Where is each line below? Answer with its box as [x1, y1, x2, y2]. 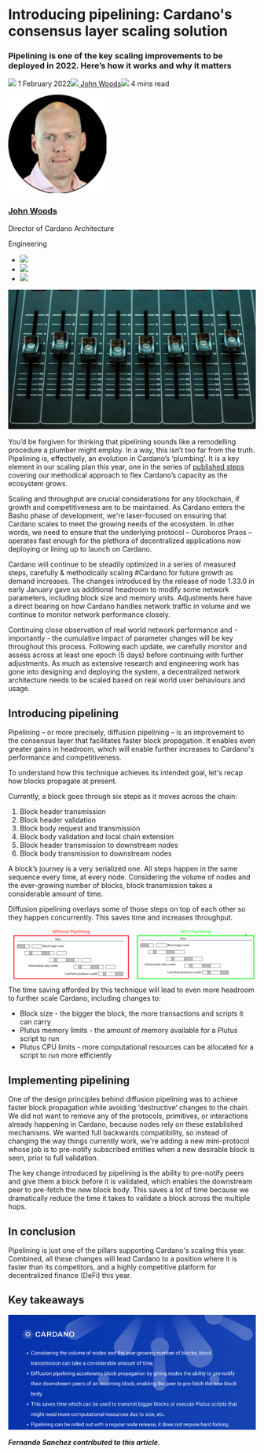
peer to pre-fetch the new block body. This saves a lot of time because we [8, 1185, 249, 1195]
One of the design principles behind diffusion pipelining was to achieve [8, 1094, 238, 1104]
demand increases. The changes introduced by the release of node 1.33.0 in [8, 577, 255, 586]
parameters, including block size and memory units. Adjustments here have [8, 593, 253, 603]
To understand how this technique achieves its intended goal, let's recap [8, 768, 244, 778]
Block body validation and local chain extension [19, 832, 174, 842]
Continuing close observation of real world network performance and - [8, 625, 238, 635]
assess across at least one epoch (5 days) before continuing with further [8, 650, 244, 660]
